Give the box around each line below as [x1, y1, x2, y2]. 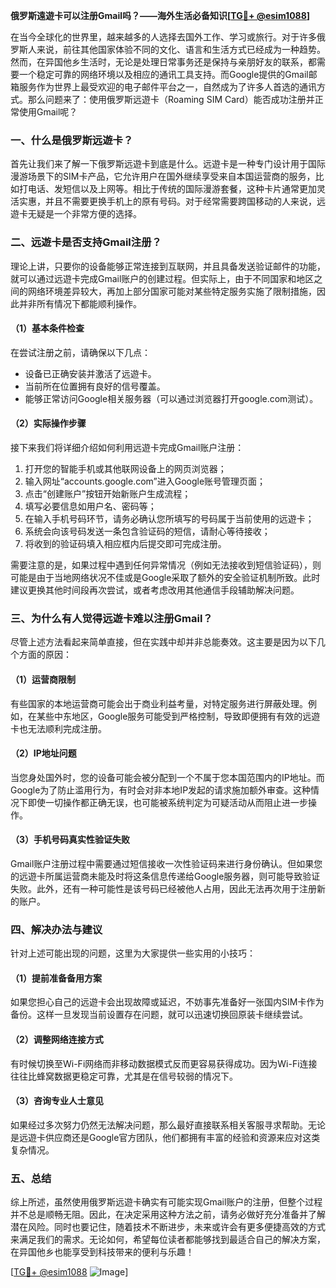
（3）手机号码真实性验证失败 [10, 834, 131, 846]
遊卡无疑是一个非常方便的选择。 [10, 208, 142, 220]
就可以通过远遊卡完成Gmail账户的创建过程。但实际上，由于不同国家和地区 [10, 272, 315, 284]
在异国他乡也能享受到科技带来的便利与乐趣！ [10, 1246, 195, 1258]
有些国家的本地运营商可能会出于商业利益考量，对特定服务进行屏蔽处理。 [10, 697, 308, 709]
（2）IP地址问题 [10, 747, 77, 759]
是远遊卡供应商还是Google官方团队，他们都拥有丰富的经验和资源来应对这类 [10, 1131, 321, 1143]
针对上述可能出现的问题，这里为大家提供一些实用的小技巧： [10, 947, 256, 959]
